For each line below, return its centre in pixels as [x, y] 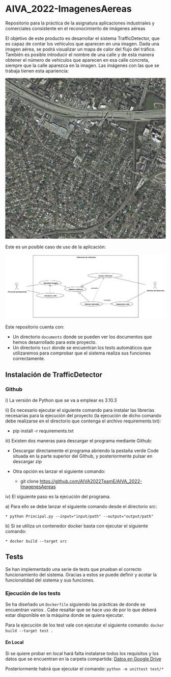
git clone [30, 481]
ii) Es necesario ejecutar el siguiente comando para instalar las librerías [80, 410]
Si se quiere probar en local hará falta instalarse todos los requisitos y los [82, 654]
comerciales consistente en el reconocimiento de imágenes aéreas [75, 28]
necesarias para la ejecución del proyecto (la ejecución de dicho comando [83, 415]
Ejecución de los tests [33, 593]
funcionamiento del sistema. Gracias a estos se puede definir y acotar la [81, 574]
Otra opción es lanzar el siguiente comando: [59, 471]
